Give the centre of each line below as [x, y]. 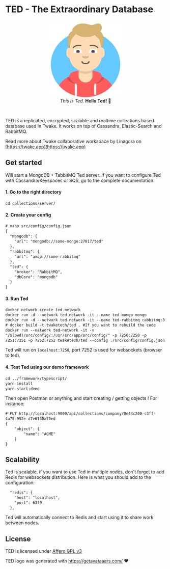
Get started [24, 163]
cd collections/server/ [31, 203]
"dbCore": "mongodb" [36, 277]
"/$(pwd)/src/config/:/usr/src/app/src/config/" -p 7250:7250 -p [76, 335]
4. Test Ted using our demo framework [47, 367]
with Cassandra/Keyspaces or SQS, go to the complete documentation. [80, 180]
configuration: [20, 483]
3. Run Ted [17, 299]
